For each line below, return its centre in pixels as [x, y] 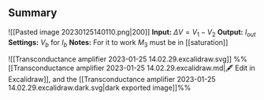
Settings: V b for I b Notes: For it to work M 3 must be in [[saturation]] [118, 43]
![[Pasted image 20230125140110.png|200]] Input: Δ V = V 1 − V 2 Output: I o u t [132, 33]
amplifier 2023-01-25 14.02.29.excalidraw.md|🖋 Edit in [166, 68]
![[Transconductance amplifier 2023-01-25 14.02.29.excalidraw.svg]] [120, 59]
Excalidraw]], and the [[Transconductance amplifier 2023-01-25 [112, 80]
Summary [33, 13]
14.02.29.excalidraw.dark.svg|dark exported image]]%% [100, 88]
